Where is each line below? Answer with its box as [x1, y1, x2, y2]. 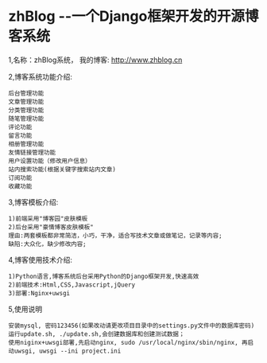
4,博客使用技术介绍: [8, 255, 73, 264]
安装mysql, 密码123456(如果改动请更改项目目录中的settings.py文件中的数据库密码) [8, 322, 255, 330]
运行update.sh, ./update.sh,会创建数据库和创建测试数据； [8, 330, 185, 338]
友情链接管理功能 [8, 148, 56, 156]
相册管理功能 [8, 140, 44, 148]
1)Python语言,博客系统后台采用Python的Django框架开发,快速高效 [8, 272, 199, 280]
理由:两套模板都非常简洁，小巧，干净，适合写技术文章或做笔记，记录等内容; [8, 232, 222, 240]
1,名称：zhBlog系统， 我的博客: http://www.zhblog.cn [8, 55, 183, 64]
